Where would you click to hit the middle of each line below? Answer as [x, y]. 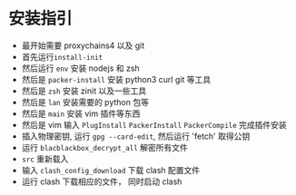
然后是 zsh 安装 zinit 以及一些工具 [84, 91]
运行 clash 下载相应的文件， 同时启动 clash [102, 181]
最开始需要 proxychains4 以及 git [83, 45]
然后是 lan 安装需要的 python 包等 [85, 102]
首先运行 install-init [62, 56]
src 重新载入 [45, 159]
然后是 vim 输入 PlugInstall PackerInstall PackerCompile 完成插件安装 [154, 124]
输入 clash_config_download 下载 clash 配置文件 [111, 170]
